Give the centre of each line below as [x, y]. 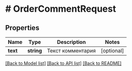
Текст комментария [71, 51]
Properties [22, 28]
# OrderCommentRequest [61, 9]
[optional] [112, 51]
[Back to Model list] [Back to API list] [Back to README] [63, 63]
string [35, 51]
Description [71, 42]
